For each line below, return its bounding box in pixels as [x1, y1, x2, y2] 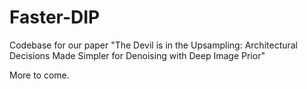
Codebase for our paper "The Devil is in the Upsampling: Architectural [9, 39, 299, 51]
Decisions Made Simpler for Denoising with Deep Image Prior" [9, 49, 266, 61]
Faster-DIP [9, 6, 101, 29]
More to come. [9, 69, 70, 81]
